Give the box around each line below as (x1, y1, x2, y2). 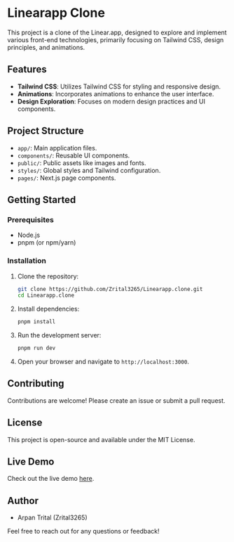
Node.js (17, 231, 41, 240)
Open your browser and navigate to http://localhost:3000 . (17, 357, 189, 366)
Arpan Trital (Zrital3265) (17, 513, 88, 522)
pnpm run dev (17, 344, 56, 352)
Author (7, 494, 39, 507)
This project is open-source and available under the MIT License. (7, 435, 195, 444)
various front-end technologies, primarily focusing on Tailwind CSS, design (7, 35, 224, 44)
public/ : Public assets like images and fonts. (17, 158, 146, 167)
